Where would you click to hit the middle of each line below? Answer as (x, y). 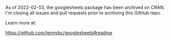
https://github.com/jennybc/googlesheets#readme (59, 33)
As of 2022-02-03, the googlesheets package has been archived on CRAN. (85, 7)
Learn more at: (21, 23)
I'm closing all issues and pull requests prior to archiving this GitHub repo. (83, 13)
